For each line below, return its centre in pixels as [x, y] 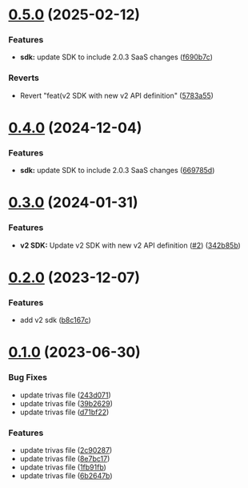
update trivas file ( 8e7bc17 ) [65, 459]
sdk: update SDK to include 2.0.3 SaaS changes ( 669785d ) [117, 171]
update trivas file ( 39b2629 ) [66, 403]
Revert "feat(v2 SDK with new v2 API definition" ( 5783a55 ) [117, 95]
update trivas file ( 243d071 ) [66, 395]
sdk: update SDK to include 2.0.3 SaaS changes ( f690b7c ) [116, 57]
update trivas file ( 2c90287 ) [66, 450]
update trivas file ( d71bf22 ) [64, 412]
